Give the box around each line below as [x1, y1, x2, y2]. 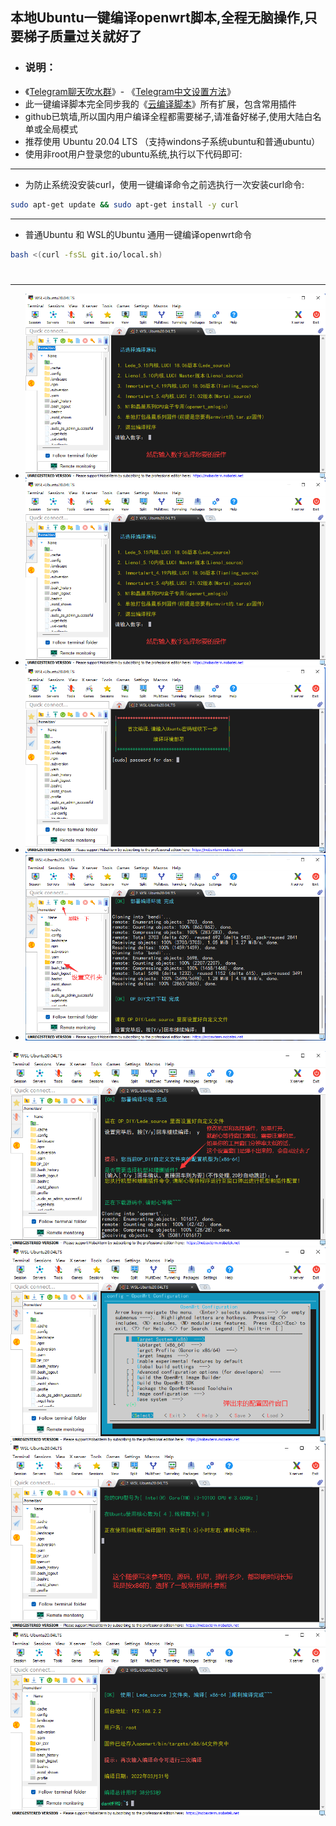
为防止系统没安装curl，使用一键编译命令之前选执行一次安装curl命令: [24, 178, 305, 190]
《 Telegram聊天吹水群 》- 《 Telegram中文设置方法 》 [24, 85, 236, 97]
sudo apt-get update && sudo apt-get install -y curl [10, 199, 240, 210]
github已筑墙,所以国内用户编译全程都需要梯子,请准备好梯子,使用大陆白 [24, 110, 313, 122]
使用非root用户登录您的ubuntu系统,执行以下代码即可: [24, 148, 243, 160]
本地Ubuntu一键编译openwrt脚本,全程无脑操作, [10, 9, 305, 27]
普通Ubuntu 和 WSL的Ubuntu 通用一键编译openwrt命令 [24, 228, 253, 240]
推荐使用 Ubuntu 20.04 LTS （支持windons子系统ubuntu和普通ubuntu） [24, 135, 321, 147]
